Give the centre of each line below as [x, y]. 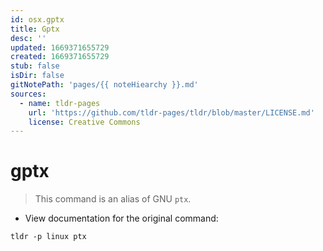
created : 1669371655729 [60, 57]
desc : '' [28, 38]
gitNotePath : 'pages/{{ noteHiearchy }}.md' [104, 85]
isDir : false [37, 76]
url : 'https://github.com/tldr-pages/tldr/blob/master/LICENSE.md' [171, 112]
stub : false [35, 66]
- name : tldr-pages [60, 103]
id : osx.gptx [37, 19]
